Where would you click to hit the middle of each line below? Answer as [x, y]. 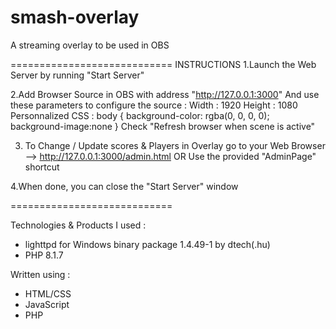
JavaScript [47, 304]
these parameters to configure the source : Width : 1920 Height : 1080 [154, 105]
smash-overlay [75, 17]
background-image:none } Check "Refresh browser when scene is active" [163, 126]
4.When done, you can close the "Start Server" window [124, 186]
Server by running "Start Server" [77, 75]
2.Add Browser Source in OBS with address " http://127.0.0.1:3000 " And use [165, 94]
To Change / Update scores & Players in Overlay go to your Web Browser [175, 145]
